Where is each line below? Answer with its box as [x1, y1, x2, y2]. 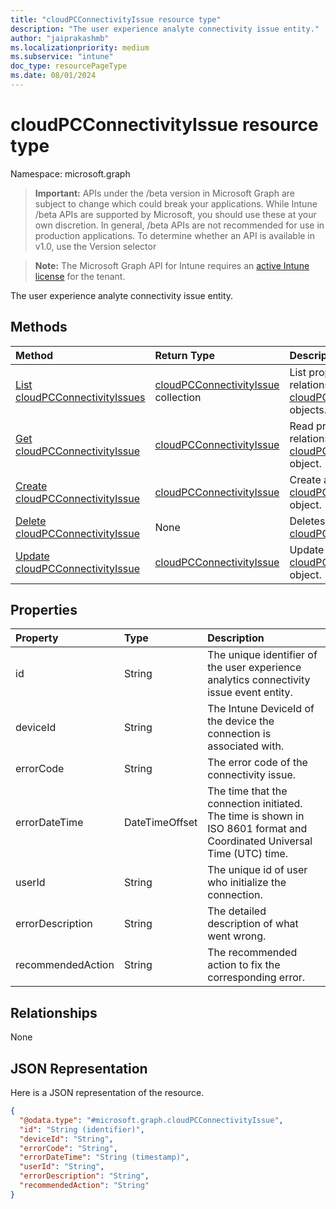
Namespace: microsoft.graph [10, 167, 131, 180]
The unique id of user [207, 863, 308, 877]
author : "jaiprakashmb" [10, 33, 110, 43]
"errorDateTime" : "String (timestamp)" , [19, 1152, 190, 1163]
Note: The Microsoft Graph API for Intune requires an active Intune [34, 259, 310, 271]
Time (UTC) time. [207, 847, 289, 861]
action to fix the [207, 958, 281, 972]
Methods [10, 319, 68, 336]
